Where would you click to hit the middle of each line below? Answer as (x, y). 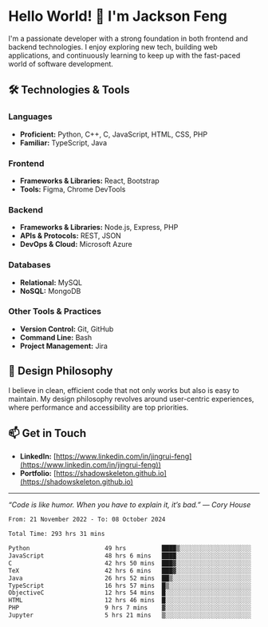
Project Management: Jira (63, 346)
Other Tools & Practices (55, 312)
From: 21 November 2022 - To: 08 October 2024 (87, 520)
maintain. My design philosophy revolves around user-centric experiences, (131, 399)
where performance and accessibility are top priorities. (99, 407)
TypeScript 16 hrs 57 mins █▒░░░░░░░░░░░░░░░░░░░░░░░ (130, 585)
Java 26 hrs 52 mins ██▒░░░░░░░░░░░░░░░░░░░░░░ (130, 578)
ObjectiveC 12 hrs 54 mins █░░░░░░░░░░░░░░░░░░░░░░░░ (130, 593)
